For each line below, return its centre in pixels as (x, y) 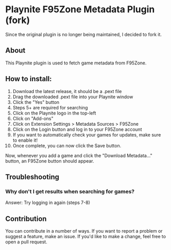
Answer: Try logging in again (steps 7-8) (48, 202)
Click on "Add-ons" (33, 118)
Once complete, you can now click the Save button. (67, 145)
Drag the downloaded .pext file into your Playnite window (73, 97)
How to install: (29, 79)
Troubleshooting (32, 177)
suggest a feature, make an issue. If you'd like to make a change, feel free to (86, 237)
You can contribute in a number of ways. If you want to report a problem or (84, 231)
